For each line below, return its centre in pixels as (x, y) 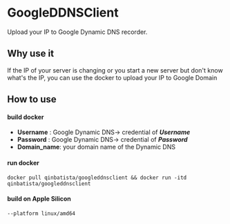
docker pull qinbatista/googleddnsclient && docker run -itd (97, 178)
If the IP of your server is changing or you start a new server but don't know (115, 70)
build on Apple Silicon (39, 199)
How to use (32, 99)
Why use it (30, 54)
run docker (23, 162)
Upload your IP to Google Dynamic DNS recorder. (77, 32)
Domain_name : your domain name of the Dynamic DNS (96, 147)
